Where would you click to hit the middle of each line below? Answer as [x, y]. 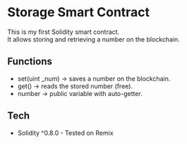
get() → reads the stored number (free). [75, 86]
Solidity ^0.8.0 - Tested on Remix [66, 133]
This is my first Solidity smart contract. [64, 32]
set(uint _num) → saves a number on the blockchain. [94, 78]
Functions [30, 62]
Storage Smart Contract [79, 12]
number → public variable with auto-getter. [80, 93]
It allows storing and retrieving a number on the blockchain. [93, 39]
